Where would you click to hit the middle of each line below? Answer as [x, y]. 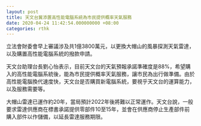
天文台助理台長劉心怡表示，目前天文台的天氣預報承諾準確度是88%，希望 [96, 67]
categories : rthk [28, 28]
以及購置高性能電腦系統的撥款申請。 [51, 54]
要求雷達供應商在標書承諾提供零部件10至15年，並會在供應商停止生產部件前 [98, 109]
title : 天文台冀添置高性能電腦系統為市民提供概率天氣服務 [69, 17]
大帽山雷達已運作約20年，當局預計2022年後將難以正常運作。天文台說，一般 [100, 102]
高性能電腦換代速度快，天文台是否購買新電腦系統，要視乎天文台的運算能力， [100, 82]
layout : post [22, 12]
